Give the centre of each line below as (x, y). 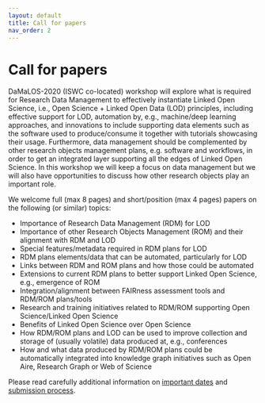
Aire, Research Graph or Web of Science (86, 367)
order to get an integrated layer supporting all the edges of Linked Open (125, 159)
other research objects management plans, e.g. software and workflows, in (131, 151)
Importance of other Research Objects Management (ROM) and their (131, 232)
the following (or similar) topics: (60, 208)
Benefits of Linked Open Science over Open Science (105, 324)
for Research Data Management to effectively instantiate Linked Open (122, 100)
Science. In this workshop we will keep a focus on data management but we (132, 167)
